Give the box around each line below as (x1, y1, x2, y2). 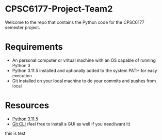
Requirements (5, 42, 63, 53)
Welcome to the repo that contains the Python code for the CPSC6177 (5, 19, 145, 25)
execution (12, 72, 32, 78)
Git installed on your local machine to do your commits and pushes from (12, 78, 156, 84)
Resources (5, 100, 49, 111)
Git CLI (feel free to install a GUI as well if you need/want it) (12, 121, 130, 126)
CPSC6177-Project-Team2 (5, 3, 113, 14)
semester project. (5, 24, 40, 30)
